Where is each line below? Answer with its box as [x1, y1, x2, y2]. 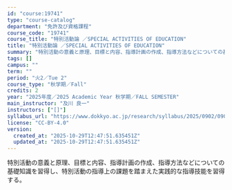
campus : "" [7, 61, 39, 68]
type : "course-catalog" [7, 17, 76, 23]
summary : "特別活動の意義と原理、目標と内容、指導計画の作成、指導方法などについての [7, 49, 223, 56]
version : [7, 126, 32, 133]
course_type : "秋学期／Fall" [7, 81, 87, 88]
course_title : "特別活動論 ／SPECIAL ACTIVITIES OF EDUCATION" [7, 36, 186, 43]
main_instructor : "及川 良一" [7, 100, 90, 107]
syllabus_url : [7, 113, 48, 120]
